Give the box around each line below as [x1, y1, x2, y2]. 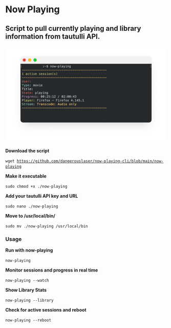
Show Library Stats [5, 287, 47, 293]
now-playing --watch [5, 278, 50, 283]
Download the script [5, 147, 50, 153]
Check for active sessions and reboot [5, 307, 87, 313]
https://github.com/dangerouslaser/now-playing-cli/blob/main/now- [16, 158, 164, 164]
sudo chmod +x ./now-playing [5, 184, 68, 189]
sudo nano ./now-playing [5, 204, 58, 209]
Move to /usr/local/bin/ [5, 213, 55, 219]
